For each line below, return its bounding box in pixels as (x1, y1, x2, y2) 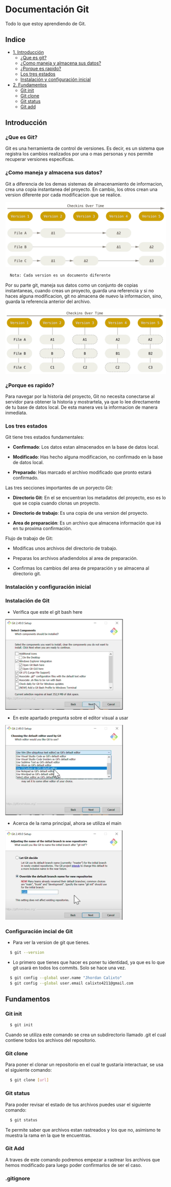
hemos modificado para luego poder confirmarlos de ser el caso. (5, 1162, 142, 1168)
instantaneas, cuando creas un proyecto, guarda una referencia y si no (5, 288, 154, 294)
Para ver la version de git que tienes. (12, 939, 90, 945)
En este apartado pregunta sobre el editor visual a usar (12, 714, 129, 721)
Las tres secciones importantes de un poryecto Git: (5, 485, 113, 491)
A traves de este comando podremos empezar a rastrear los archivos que (5, 1156, 160, 1162)
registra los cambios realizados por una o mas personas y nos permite (5, 151, 153, 157)
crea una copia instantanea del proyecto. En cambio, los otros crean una (5, 186, 158, 192)
